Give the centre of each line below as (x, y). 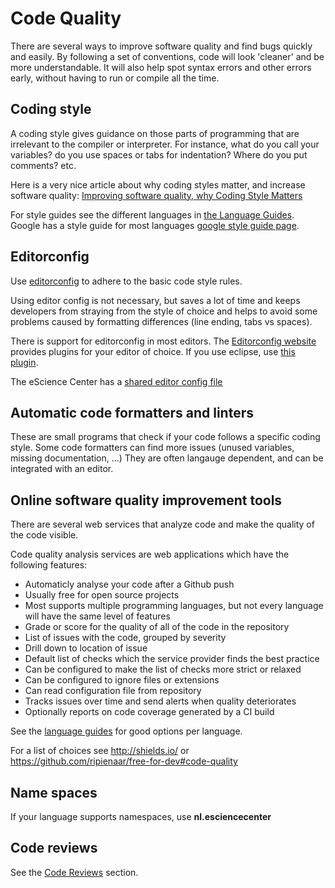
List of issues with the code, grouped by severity (125, 638)
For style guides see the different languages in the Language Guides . (152, 214)
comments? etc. (43, 165)
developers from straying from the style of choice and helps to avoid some (164, 311)
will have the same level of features (97, 616)
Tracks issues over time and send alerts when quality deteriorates (160, 701)
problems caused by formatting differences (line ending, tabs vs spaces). (161, 321)
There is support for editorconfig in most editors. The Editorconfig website (163, 341)
